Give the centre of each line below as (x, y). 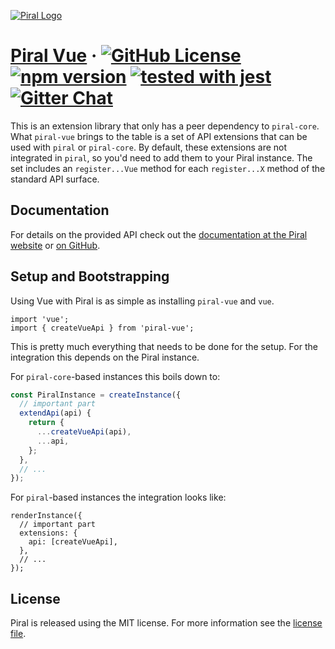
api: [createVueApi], (73, 542)
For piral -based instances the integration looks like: (118, 497)
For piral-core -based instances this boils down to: (115, 376)
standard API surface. (55, 179)
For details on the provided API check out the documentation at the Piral (159, 234)
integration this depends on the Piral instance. (105, 357)
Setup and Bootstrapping (90, 276)
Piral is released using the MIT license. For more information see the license (166, 623)
